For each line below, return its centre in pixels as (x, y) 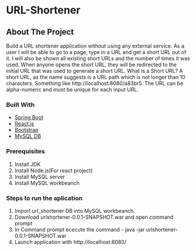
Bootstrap (26, 130)
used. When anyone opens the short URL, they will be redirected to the (92, 65)
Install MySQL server (40, 177)
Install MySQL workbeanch (47, 183)
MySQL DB (28, 136)
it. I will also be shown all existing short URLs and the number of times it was (98, 58)
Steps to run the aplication (44, 198)
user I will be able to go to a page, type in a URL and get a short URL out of (96, 52)
